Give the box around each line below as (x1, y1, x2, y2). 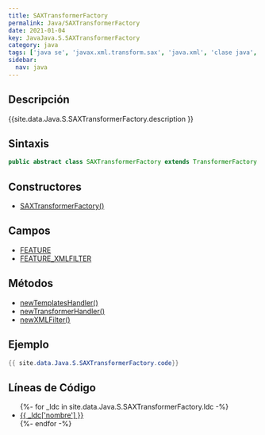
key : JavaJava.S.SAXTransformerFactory (8, 33, 140, 42)
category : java (8, 41, 59, 49)
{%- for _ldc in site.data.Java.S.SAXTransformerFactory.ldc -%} (19, 402, 229, 412)
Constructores (8, 180, 82, 193)
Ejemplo (8, 338, 49, 351)
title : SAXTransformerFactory (8, 11, 109, 20)
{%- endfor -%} (19, 419, 72, 429)
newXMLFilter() (19, 315, 71, 324)
